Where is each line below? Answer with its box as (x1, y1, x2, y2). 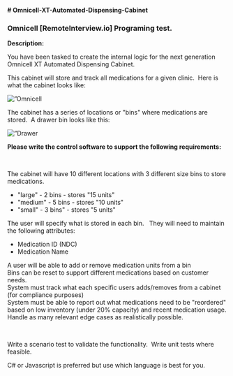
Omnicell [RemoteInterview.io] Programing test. (7, 23, 172, 33)
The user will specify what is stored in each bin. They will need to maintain (7, 219, 225, 228)
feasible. (7, 347, 32, 356)
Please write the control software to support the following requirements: (7, 143, 222, 151)
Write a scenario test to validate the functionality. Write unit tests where (7, 340, 214, 349)
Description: (7, 39, 44, 48)
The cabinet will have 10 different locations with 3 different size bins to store (7, 170, 227, 178)
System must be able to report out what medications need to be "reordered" (7, 298, 227, 307)
